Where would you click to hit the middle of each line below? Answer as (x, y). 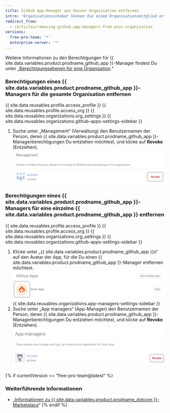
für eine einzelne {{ (56, 208)
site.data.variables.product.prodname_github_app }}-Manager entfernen (88, 262)
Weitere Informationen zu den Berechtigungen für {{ (59, 58)
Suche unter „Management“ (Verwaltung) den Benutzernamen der (81, 131)
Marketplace (26, 405)
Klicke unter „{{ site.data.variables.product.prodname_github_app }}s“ (85, 251)
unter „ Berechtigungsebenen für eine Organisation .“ (59, 68)
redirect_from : (21, 21)
